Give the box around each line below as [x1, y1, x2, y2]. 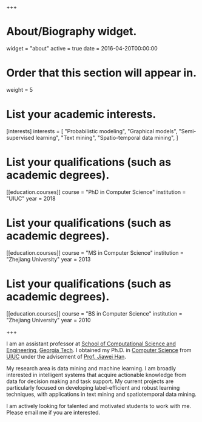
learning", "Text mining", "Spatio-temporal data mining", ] [35, 134, 179, 141]
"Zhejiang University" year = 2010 [6, 316, 91, 323]
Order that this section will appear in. [6, 66, 197, 80]
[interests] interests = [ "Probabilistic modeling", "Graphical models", [6, 127, 178, 134]
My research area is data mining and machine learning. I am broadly [6, 364, 177, 372]
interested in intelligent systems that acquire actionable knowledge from [6, 371, 187, 378]
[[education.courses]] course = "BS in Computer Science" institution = [6, 310, 183, 317]
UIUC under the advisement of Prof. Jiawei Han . [6, 353, 126, 360]
